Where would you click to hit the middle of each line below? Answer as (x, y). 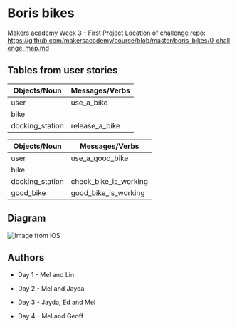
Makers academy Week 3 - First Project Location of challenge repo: (106, 33)
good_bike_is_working (108, 192)
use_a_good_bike (100, 158)
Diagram (27, 218)
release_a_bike (96, 125)
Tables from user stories (63, 70)
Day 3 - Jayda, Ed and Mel (57, 302)
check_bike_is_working (109, 181)
